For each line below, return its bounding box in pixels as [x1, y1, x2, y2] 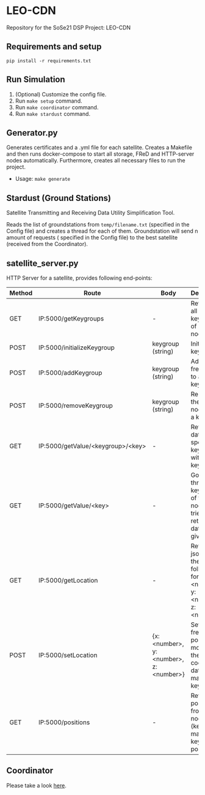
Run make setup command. [15, 97, 82, 104]
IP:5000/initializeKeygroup [38, 343, 115, 352]
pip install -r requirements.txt [6, 57, 92, 64]
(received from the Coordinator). [6, 241, 88, 248]
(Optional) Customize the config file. [15, 90, 107, 98]
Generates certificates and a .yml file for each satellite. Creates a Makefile [6, 144, 192, 151]
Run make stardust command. [15, 110, 90, 117]
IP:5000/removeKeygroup [38, 401, 113, 410]
